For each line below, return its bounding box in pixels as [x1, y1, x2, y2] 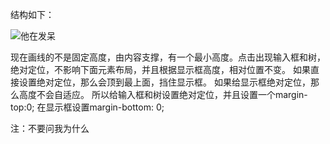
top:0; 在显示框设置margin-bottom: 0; [10, 101, 165, 113]
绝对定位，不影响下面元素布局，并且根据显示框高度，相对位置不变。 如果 [10, 64, 311, 75]
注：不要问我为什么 [10, 123, 90, 134]
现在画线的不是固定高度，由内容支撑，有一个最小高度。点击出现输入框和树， [10, 51, 326, 63]
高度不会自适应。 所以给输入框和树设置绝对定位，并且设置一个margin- [18, 89, 308, 100]
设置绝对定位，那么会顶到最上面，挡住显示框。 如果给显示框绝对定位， [18, 76, 311, 88]
